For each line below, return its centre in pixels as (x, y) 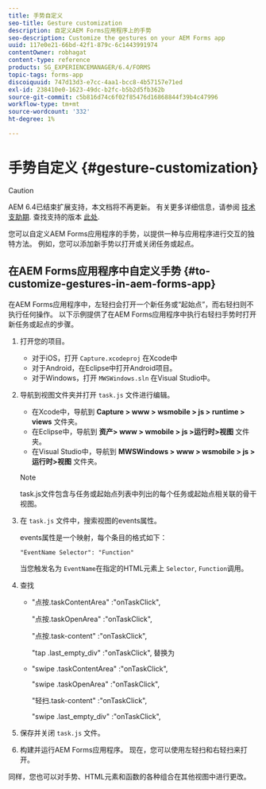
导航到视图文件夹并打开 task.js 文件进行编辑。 (97, 394)
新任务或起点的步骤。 (43, 324)
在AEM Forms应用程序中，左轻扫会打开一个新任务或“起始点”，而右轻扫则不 (131, 304)
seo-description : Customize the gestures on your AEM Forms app (117, 38)
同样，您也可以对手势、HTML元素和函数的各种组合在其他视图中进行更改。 (130, 776)
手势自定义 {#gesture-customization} (133, 168)
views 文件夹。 (56, 422)
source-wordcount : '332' (49, 112)
